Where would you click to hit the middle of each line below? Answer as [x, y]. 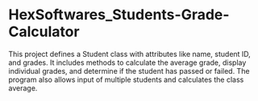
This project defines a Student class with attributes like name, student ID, [130, 54]
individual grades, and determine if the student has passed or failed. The [129, 71]
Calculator [44, 32]
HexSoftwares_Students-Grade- [119, 15]
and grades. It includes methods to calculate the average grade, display [127, 63]
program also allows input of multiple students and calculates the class [126, 79]
